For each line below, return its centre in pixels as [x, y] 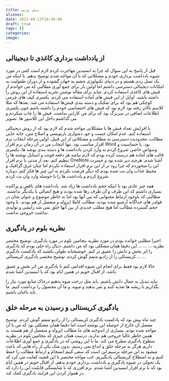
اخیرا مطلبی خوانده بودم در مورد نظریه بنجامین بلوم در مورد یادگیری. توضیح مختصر [83, 240]
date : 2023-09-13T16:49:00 [34, 19]
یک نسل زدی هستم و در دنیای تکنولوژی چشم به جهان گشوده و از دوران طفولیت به [82, 81]
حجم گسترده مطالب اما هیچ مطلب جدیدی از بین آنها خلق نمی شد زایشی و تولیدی [82, 207]
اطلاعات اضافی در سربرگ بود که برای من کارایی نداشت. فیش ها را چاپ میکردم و [82, 113]
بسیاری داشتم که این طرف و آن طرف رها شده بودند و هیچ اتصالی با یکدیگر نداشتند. [84, 191]
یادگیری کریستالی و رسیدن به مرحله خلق [62, 307]
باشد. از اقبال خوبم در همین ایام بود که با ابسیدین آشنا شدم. [61, 271]
